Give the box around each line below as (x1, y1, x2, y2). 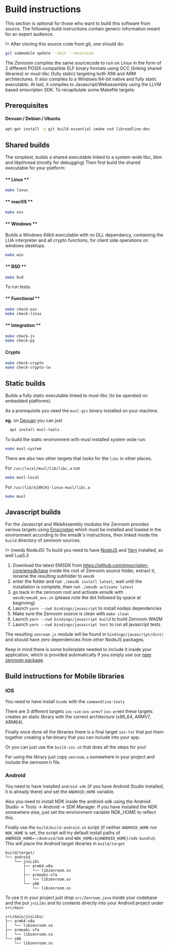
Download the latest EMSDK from (12, 563, 82, 569)
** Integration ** (5, 322, 41, 328)
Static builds (5, 379, 46, 387)
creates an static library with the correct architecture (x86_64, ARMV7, (5, 714, 151, 720)
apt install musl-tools (10, 427, 60, 433)
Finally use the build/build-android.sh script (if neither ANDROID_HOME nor (5, 825, 157, 831)
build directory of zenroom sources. (5, 537, 81, 543)
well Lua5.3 (5, 552, 29, 558)
